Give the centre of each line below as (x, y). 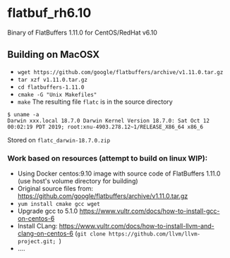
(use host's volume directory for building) (78, 181)
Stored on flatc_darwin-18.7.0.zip (59, 140)
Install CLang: (37, 226)
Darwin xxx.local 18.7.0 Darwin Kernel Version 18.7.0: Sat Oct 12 (109, 121)
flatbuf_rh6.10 (49, 13)
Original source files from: (55, 189)
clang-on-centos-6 (46, 233)
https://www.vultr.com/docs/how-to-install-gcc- (150, 211)
